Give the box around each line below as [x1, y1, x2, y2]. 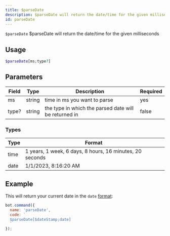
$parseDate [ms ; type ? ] [5, 59, 51, 64]
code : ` [10, 212, 26, 217]
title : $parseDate [5, 7, 44, 13]
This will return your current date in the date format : [5, 193, 113, 199]
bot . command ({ [5, 203, 35, 208]
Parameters [5, 73, 43, 82]
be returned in [45, 111, 78, 118]
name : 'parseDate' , [10, 207, 51, 213]
